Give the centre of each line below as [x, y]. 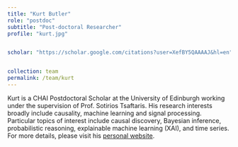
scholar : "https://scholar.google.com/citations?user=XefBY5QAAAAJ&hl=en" [120, 53]
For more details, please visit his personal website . [81, 136]
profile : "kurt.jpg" [38, 34]
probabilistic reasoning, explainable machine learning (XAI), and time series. [118, 128]
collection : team [33, 71]
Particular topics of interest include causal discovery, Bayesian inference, [114, 120]
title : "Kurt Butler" [39, 14]
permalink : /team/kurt [41, 78]
